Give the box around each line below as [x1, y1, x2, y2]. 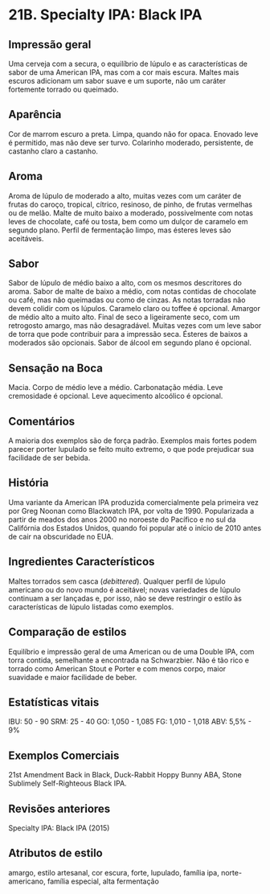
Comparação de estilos [8, 625, 127, 639]
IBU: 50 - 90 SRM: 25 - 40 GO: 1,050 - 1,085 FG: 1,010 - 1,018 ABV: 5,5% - [8, 717, 252, 727]
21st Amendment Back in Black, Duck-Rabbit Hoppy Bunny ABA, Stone [8, 770, 243, 780]
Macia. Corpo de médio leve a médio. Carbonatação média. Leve [8, 383, 223, 392]
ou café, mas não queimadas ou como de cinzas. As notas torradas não [8, 295, 246, 305]
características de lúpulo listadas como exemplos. [8, 601, 174, 612]
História [8, 476, 50, 490]
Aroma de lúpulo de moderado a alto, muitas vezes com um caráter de [8, 191, 242, 200]
